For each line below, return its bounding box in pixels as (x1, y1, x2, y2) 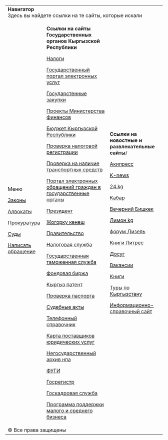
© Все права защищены (7, 427, 66, 434)
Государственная (46, 252, 89, 259)
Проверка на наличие (46, 160, 100, 167)
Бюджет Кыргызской (46, 125, 98, 132)
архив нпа (46, 356, 71, 363)
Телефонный (46, 315, 77, 322)
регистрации (46, 149, 78, 155)
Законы (7, 197, 26, 204)
